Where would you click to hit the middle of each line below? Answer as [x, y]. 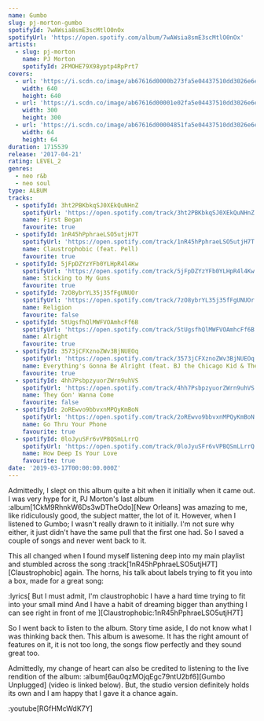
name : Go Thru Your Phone [65, 424]
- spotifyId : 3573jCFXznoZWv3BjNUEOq [77, 351]
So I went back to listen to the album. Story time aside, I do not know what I [130, 628]
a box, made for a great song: [56, 580]
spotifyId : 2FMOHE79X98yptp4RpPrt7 [81, 67]
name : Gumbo [27, 15]
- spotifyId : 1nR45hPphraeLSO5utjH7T [77, 235]
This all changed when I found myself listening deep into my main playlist [126, 555]
